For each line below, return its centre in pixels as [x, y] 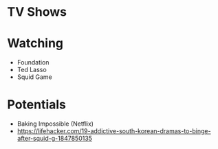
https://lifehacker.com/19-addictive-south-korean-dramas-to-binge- [114, 131]
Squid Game [35, 77]
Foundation [33, 62]
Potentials [37, 105]
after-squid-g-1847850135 [55, 139]
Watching [35, 44]
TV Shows [37, 12]
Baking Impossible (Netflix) [55, 124]
